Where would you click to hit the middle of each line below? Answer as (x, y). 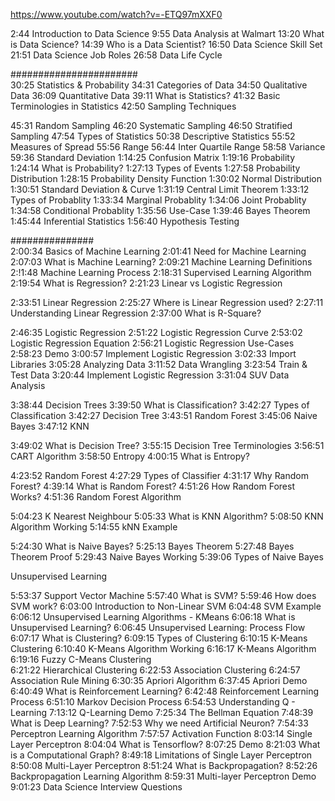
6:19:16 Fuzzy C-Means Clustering (81, 659)
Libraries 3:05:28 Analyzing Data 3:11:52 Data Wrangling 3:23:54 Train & (159, 364)
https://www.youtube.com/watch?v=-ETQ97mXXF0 (116, 14)
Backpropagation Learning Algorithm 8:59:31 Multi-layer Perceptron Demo (163, 776)
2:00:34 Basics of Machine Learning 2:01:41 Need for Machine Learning (158, 251)
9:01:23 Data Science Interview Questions (96, 787)
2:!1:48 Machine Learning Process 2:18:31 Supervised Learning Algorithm (161, 272)
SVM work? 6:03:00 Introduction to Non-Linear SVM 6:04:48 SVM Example (166, 606)
